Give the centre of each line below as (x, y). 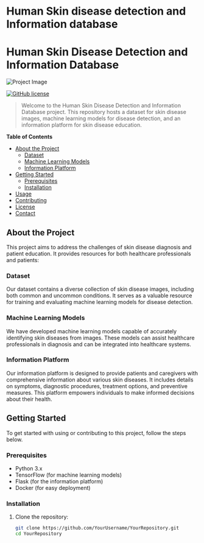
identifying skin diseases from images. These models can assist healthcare (100, 338)
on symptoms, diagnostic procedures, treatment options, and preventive (97, 386)
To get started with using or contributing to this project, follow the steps (96, 433)
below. (15, 439)
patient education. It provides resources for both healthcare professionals (99, 254)
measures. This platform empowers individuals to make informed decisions (100, 392)
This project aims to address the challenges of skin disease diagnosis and (99, 247)
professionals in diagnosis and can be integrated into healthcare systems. (99, 344)
